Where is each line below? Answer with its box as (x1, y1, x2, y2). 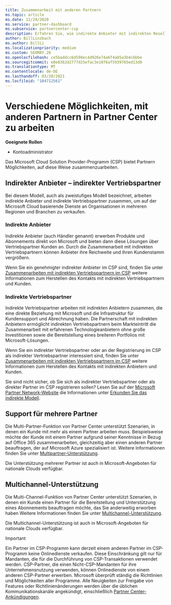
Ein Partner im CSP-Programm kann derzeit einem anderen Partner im (5, 545, 152, 551)
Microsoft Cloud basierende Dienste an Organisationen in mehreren (5, 203, 147, 209)
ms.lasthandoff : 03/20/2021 (5, 74, 65, 79)
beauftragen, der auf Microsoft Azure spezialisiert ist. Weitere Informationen (5, 445, 165, 451)
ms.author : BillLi (5, 41, 44, 46)
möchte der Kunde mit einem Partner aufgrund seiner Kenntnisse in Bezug (5, 434, 161, 440)
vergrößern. (5, 254, 31, 260)
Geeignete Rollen (5, 139, 42, 145)
